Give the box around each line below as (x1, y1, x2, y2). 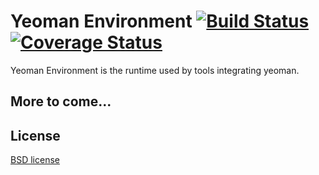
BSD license (10, 154, 60, 166)
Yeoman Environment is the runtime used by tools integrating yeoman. (10, 64, 300, 76)
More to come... (10, 93, 112, 110)
